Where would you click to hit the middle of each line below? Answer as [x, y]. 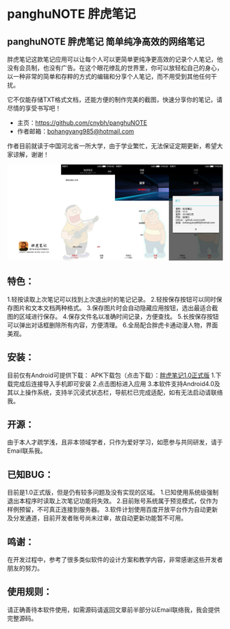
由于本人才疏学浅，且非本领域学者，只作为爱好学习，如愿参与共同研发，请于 [115, 442]
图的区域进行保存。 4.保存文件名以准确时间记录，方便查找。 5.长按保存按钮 [113, 316]
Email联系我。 [27, 451]
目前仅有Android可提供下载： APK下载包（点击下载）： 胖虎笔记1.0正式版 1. [111, 375]
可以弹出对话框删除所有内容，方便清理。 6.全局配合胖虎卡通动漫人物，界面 [113, 325]
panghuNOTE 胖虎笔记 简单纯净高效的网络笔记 [106, 41]
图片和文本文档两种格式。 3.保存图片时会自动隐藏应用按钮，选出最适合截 [115, 308]
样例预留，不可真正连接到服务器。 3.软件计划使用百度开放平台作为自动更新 [113, 510]
